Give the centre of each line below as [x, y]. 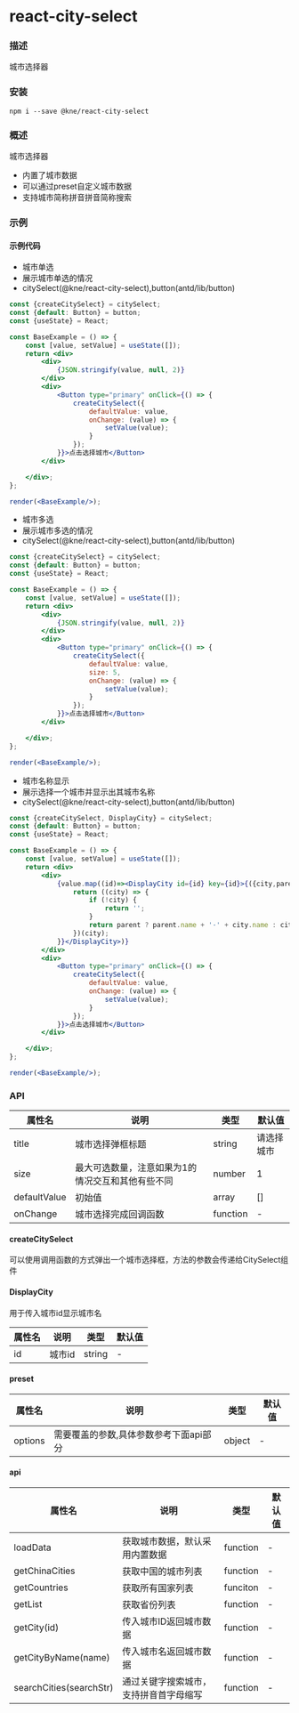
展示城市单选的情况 [57, 279]
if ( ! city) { [113, 901]
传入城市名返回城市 [162, 1652]
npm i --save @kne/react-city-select [79, 111]
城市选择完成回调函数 [120, 1215]
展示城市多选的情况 [57, 530]
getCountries [41, 1588]
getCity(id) [36, 1628]
